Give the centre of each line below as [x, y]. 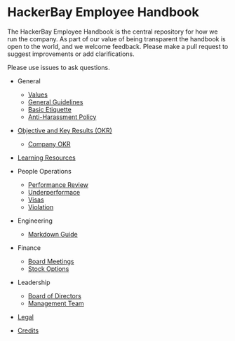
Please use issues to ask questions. [59, 67]
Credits [28, 330]
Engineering [35, 221]
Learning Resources [46, 158]
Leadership [34, 282]
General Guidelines [55, 102]
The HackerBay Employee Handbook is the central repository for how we [113, 32]
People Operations [44, 171]
